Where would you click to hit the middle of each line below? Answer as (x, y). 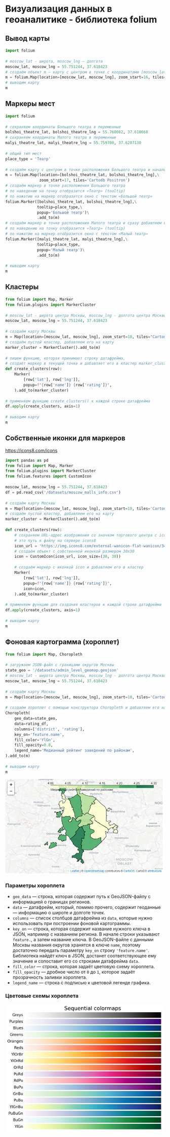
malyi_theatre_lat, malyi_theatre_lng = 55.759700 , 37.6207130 (73, 143)
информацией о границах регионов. (52, 902)
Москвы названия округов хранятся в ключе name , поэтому (76, 945)
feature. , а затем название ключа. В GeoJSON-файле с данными (83, 940)
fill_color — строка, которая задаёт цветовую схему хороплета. (84, 967)
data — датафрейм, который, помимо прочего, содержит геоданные (87, 907)
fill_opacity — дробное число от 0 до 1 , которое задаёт (74, 972)
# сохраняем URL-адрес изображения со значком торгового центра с (86, 535)
